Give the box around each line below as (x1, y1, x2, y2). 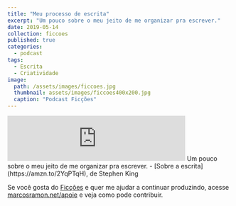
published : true (7, 37, 55, 44)
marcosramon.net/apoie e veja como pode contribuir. (7, 190, 163, 199)
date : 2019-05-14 (7, 23, 59, 30)
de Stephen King (90, 169, 139, 178)
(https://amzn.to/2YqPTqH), (7, 169, 89, 178)
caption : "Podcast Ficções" (14, 96, 97, 103)
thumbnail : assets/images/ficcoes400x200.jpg (14, 89, 151, 96)
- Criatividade (14, 69, 59, 76)
